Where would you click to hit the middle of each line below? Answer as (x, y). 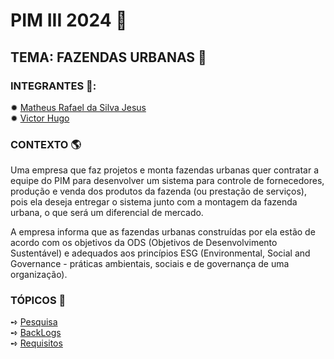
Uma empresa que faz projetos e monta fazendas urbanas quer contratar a (165, 170)
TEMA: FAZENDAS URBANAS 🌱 (108, 57)
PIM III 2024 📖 (69, 20)
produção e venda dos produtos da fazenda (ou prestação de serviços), (158, 191)
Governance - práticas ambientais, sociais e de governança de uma (150, 264)
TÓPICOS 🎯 (38, 301)
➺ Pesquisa (34, 322)
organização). (39, 275)
